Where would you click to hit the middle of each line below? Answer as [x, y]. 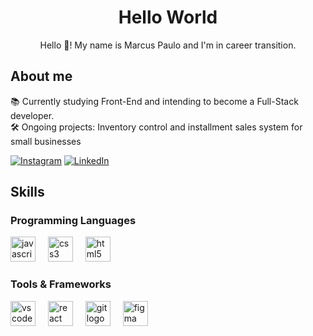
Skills [27, 192]
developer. [32, 115]
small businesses [46, 141]
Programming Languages [73, 221]
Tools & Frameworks [61, 284]
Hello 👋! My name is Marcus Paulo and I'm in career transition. [168, 45]
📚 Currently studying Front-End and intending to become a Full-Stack [154, 101]
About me [41, 76]
